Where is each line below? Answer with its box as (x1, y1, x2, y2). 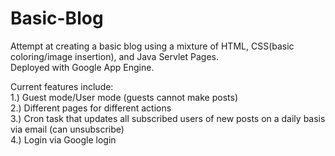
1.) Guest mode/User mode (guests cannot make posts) (10, 91, 238, 103)
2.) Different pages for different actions (10, 102, 172, 114)
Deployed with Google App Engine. (10, 61, 155, 73)
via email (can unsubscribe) (10, 123, 125, 135)
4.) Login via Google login (10, 133, 117, 146)
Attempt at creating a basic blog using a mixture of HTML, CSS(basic (10, 40, 295, 52)
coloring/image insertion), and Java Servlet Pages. (10, 50, 219, 62)
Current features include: (10, 80, 114, 92)
